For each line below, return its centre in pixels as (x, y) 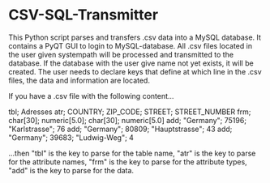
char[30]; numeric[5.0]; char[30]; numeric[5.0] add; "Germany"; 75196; (128, 120)
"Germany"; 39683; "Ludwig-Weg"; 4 (71, 137)
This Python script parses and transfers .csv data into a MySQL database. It (135, 37)
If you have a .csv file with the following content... (91, 96)
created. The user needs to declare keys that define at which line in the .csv (135, 71)
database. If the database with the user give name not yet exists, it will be (131, 63)
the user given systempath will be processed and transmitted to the (121, 54)
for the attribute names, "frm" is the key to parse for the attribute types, (128, 162)
